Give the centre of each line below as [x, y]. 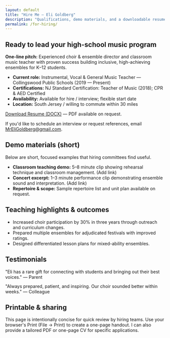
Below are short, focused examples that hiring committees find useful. [78, 157]
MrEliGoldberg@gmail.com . [34, 129]
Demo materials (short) [42, 145]
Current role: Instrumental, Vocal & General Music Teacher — [77, 77]
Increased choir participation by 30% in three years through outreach [85, 222]
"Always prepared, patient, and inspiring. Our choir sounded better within [81, 286]
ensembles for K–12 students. [36, 68]
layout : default [22, 10]
